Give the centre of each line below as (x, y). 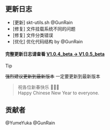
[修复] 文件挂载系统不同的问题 (44, 29)
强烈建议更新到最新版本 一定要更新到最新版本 (53, 76)
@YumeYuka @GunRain (30, 123)
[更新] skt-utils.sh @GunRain (43, 22)
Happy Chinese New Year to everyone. (58, 93)
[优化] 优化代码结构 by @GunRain (48, 41)
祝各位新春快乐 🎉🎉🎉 (38, 87)
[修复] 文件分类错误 (33, 35)
